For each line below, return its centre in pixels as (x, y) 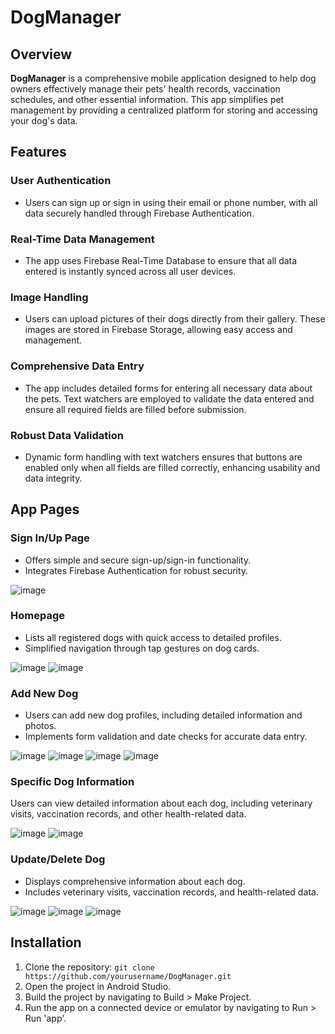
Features (38, 152)
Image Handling (49, 297)
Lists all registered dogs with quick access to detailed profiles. (153, 637)
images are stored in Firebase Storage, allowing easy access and (158, 330)
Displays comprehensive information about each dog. (135, 881)
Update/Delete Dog (58, 859)
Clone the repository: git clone (89, 967)
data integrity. (53, 478)
